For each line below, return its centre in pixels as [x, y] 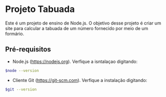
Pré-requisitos [28, 49]
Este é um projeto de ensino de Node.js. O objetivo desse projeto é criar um [83, 23]
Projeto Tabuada [40, 9]
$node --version [22, 70]
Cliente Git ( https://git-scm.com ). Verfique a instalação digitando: [80, 80]
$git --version [21, 89]
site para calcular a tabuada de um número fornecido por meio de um [77, 28]
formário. [15, 33]
